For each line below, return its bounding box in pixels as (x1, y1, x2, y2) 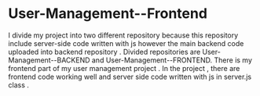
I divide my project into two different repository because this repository (8, 30, 239, 40)
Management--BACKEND (8, 55, 90, 65)
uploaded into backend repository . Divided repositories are (8, 47, 201, 56)
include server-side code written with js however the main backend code (8, 38, 244, 48)
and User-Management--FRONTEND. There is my (91, 55, 253, 65)
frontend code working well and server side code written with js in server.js (8, 72, 252, 81)
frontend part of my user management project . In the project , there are (8, 63, 240, 73)
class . (8, 80, 29, 90)
